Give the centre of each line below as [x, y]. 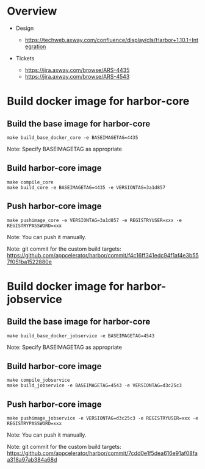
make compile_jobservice [38, 380]
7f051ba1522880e [30, 262]
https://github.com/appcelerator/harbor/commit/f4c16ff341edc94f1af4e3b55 [103, 255]
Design [25, 28]
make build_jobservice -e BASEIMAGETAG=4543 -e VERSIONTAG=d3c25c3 [95, 385]
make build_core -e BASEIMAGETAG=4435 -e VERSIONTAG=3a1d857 [86, 187]
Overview [32, 11]
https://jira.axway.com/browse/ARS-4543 [77, 76]
